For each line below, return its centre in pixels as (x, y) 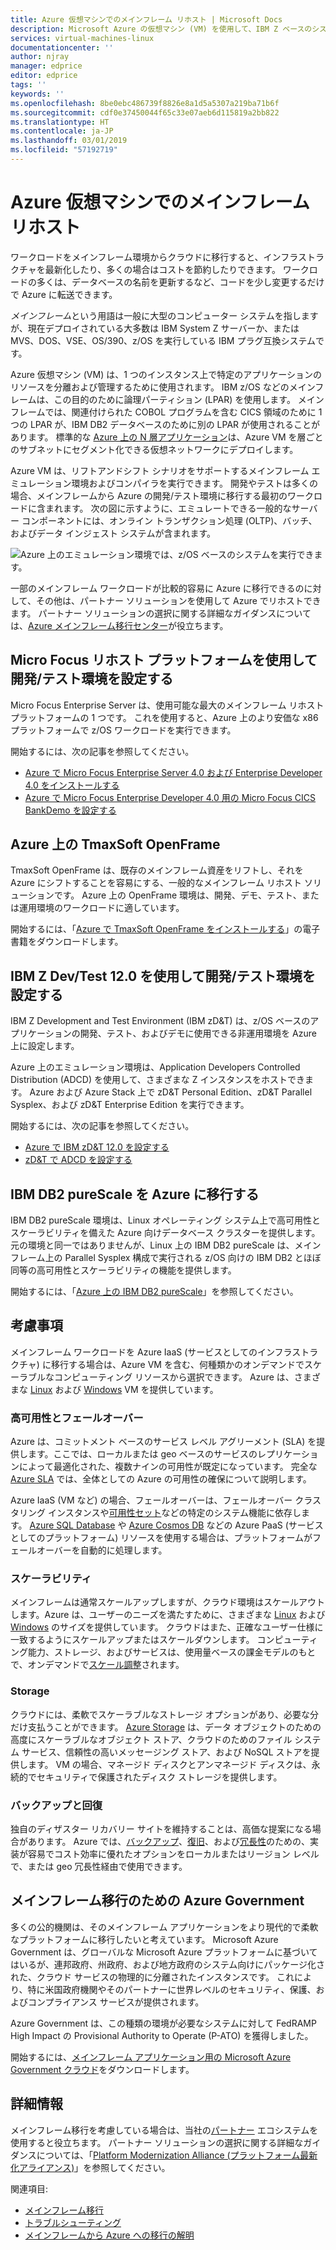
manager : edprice (46, 66)
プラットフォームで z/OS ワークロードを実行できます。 (123, 730)
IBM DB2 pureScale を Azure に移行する (135, 1194)
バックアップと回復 (56, 1805)
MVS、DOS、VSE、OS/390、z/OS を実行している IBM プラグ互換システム (163, 340)
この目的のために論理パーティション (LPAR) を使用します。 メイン (189, 399)
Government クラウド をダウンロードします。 (102, 2069)
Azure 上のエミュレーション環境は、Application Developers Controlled (155, 1067)
